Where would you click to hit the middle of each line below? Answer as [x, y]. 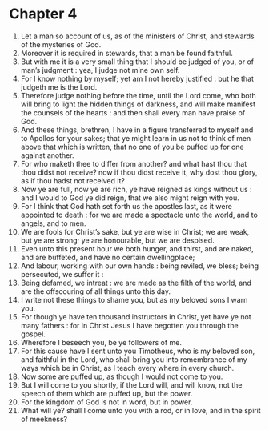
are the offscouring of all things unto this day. [96, 291]
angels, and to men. [53, 223]
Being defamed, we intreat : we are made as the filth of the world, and [136, 283]
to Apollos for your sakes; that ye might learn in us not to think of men [136, 138]
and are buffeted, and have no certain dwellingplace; [108, 257]
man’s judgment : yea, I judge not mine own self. [100, 70]
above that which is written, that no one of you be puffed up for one [132, 147]
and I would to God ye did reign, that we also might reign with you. [130, 198]
